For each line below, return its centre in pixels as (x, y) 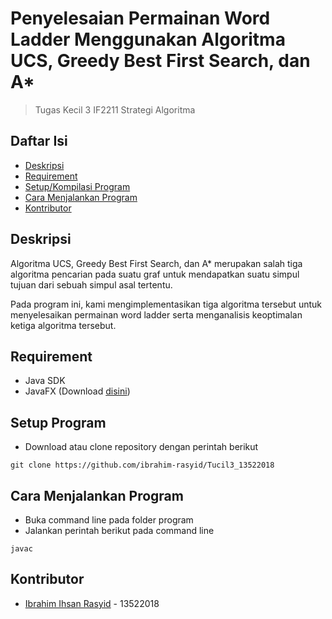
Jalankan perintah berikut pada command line (119, 530)
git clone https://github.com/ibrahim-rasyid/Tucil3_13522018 (142, 465)
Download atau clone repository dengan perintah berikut (141, 447)
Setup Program (58, 422)
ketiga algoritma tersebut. (63, 325)
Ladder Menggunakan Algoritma (148, 39)
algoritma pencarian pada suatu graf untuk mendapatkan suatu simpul (155, 274)
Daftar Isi (39, 141)
